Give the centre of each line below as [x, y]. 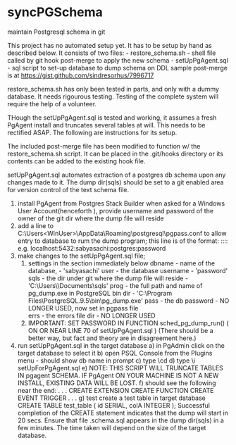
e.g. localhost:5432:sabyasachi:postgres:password [92, 248]
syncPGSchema [55, 12]
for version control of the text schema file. [68, 189]
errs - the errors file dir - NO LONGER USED [92, 315]
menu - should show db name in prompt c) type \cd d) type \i [106, 361]
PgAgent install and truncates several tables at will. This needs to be [106, 125]
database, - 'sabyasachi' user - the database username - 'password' [128, 270]
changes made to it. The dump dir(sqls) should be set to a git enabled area [116, 182]
